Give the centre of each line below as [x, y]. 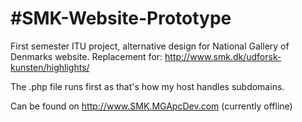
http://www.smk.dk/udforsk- [223, 56]
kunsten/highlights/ [50, 67]
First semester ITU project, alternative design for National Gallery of [150, 46]
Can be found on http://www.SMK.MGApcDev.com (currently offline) [151, 106]
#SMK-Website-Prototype [121, 18]
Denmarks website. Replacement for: [86, 56]
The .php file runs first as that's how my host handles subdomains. [147, 86]
